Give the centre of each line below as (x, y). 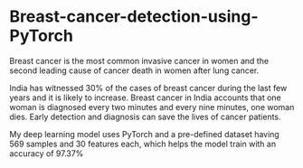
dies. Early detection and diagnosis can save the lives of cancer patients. (146, 117)
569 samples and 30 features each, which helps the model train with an (143, 144)
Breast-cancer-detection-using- (134, 17)
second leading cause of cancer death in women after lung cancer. (134, 70)
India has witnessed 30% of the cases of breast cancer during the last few (148, 88)
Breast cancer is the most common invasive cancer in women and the (139, 61)
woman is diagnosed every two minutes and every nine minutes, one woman (152, 107)
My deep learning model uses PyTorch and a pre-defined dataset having (145, 134)
